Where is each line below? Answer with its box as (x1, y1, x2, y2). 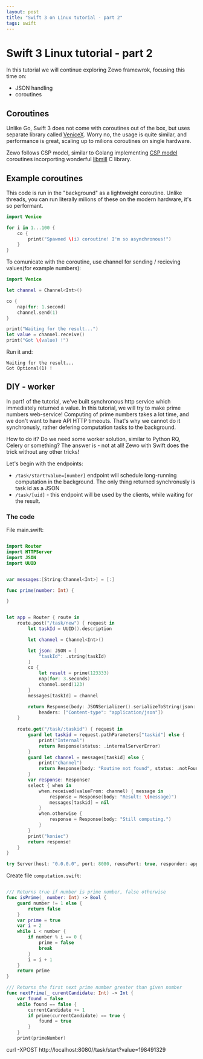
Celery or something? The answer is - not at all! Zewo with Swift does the (6, 442, 189, 449)
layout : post (6, 8, 39, 15)
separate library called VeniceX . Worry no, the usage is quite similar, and (6, 131, 187, 138)
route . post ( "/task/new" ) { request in (17, 620, 115, 626)
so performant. (6, 202, 43, 209)
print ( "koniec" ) (28, 833, 69, 839)
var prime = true (17, 917, 61, 923)
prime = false (38, 940, 74, 946)
